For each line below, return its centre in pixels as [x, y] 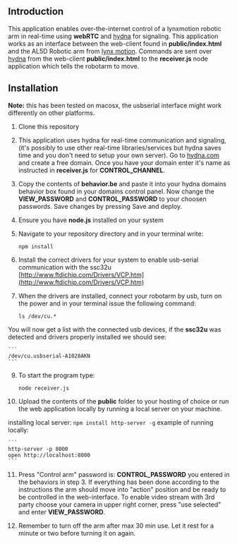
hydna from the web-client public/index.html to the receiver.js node [108, 59]
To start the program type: [56, 375]
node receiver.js [44, 388]
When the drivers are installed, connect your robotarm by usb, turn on [120, 296]
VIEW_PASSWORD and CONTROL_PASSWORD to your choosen [112, 199]
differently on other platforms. [51, 113]
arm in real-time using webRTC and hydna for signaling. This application [113, 36]
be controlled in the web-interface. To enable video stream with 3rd [116, 497]
